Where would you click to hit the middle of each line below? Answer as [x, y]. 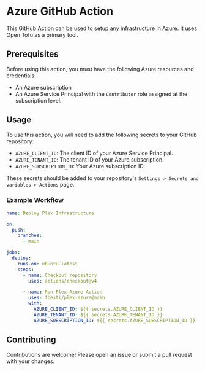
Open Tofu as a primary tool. [42, 34]
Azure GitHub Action [60, 11]
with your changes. [31, 361]
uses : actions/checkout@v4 [63, 281]
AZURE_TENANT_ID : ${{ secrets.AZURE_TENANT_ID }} [98, 314]
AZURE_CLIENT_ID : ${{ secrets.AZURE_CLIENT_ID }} [98, 309]
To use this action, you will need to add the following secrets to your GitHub [102, 135]
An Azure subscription [43, 87]
